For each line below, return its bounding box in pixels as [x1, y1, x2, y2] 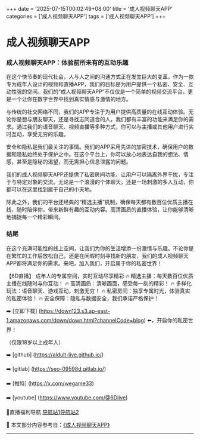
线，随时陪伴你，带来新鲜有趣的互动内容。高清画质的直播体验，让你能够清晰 [6, 206, 194, 213]
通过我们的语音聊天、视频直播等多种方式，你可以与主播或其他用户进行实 [16, 123, 194, 130]
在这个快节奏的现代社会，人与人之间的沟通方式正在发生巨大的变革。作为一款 [6, 73, 194, 81]
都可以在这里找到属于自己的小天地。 [6, 186, 95, 193]
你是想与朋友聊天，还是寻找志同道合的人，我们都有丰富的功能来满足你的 [11, 116, 189, 123]
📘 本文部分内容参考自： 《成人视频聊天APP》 [6, 421, 110, 428]
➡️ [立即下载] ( [6, 307, 40, 315]
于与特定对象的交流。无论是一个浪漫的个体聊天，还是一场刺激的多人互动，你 [6, 179, 194, 186]
